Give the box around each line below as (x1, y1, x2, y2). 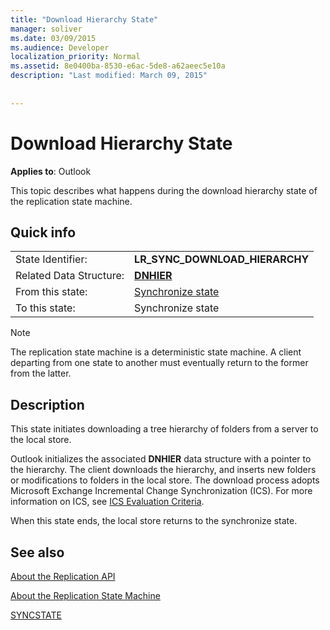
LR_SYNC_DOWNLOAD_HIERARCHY (134, 252, 310, 266)
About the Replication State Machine (10, 590, 161, 601)
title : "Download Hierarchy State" (10, 14, 159, 25)
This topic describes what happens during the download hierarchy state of (10, 184, 318, 196)
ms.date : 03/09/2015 (10, 33, 97, 43)
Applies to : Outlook (10, 165, 92, 177)
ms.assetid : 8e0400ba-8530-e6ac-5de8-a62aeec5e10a (10, 61, 226, 71)
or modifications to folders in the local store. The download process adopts (10, 474, 320, 486)
